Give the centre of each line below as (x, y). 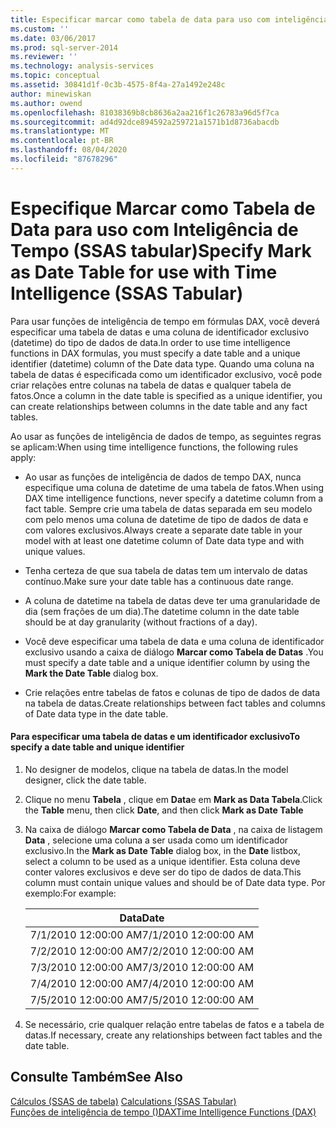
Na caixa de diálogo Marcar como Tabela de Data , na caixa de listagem (173, 829)
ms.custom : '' (40, 29)
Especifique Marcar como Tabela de (163, 208)
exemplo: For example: (70, 893)
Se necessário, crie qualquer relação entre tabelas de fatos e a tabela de (174, 1024)
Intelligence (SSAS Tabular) (127, 293)
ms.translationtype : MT (60, 131)
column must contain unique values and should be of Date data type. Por (175, 882)
